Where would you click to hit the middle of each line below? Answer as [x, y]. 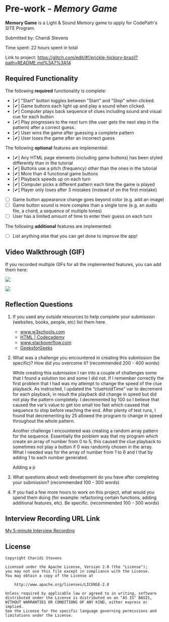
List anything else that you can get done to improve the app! [75, 236]
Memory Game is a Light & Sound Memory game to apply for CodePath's [81, 23]
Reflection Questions [39, 305]
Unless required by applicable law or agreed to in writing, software [81, 594]
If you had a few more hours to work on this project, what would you [83, 492]
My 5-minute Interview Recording [40, 531]
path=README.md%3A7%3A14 [38, 63]
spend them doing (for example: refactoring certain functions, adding [84, 497]
